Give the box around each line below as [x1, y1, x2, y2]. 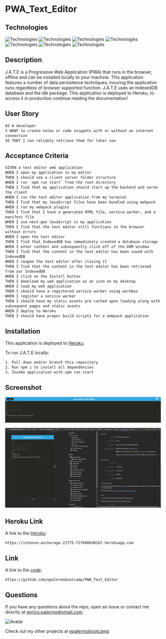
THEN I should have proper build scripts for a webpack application [5, 314, 149, 319]
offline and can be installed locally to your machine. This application [5, 74, 144, 80]
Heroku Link [5, 517, 43, 526]
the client [5, 190, 28, 195]
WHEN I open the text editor [5, 234, 65, 239]
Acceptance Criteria [5, 152, 69, 160]
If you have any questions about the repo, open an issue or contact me [5, 604, 149, 610]
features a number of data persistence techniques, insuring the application [5, 79, 157, 85]
